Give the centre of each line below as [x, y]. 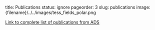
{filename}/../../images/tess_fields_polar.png [51, 12]
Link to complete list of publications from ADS [52, 22]
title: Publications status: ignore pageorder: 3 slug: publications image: [78, 7]
